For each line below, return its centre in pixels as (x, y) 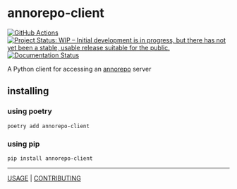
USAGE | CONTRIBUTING (44, 178)
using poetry (30, 111)
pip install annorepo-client (50, 158)
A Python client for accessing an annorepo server (79, 69)
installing (28, 91)
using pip (24, 144)
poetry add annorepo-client (49, 126)
